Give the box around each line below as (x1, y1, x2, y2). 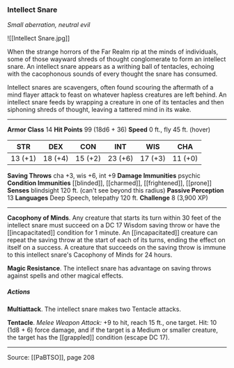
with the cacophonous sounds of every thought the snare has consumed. (7, 70, 218, 78)
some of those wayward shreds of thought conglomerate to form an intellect (7, 55, 226, 63)
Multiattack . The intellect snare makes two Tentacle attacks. (7, 305, 181, 314)
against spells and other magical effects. (7, 271, 124, 280)
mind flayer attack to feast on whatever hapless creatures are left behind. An (7, 90, 227, 99)
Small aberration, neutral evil (7, 21, 91, 29)
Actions (7, 287, 31, 296)
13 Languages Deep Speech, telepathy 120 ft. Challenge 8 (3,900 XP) (7, 193, 209, 202)
